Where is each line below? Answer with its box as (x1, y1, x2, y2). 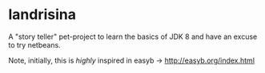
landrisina (8, 6, 76, 24)
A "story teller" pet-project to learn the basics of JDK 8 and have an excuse (8, 32, 258, 41)
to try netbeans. (8, 40, 62, 49)
